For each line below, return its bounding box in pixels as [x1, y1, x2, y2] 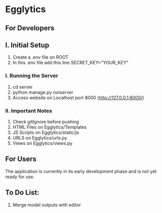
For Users [5, 155, 37, 163]
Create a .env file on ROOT [12, 54, 69, 60]
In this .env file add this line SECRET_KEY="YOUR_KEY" [12, 60, 129, 66]
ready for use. [5, 174, 34, 180]
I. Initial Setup [5, 40, 50, 49]
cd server [12, 83, 33, 90]
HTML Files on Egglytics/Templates [12, 124, 87, 130]
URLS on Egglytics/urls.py [12, 135, 67, 141]
